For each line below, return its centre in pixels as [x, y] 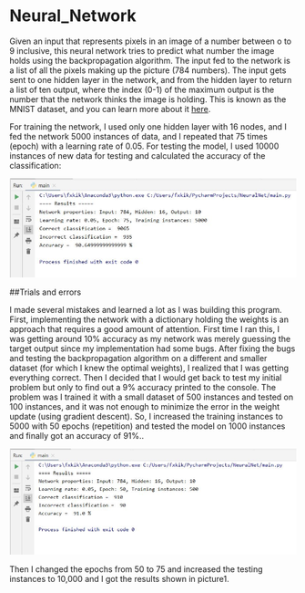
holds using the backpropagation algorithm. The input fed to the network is [150, 60]
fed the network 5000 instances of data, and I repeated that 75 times [139, 136]
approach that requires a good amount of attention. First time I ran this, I [145, 328]
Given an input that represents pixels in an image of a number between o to [151, 41]
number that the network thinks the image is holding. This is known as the [148, 99]
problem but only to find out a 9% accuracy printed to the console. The [142, 387]
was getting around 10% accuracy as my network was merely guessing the [150, 338]
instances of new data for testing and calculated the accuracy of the [137, 155]
